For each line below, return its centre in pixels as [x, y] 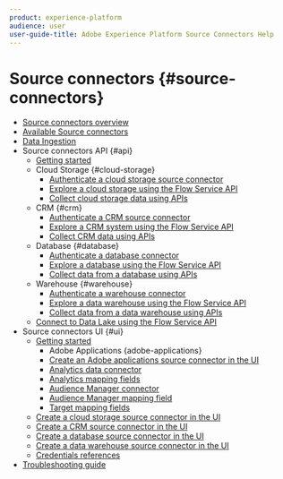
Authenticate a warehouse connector [117, 294]
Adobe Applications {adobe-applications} [125, 351]
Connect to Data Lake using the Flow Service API [126, 322]
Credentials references [78, 455]
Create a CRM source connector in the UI [111, 427]
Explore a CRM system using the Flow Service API [141, 227]
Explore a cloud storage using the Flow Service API [143, 189]
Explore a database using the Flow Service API [135, 265]
